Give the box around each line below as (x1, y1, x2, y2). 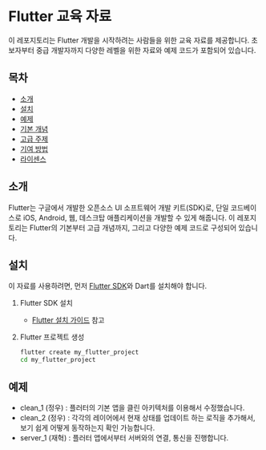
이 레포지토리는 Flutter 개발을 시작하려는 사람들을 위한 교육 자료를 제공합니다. (8, 35, 250, 45)
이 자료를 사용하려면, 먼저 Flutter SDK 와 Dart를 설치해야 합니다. (8, 282, 208, 291)
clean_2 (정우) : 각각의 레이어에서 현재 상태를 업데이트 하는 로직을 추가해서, (19, 412, 256, 422)
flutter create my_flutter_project (19, 348, 139, 357)
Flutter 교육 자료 (8, 7, 112, 26)
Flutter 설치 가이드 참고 (31, 315, 105, 325)
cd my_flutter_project (19, 356, 96, 364)
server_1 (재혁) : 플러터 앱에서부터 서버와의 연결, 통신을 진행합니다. (19, 432, 229, 442)
